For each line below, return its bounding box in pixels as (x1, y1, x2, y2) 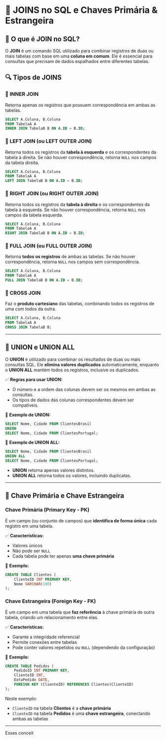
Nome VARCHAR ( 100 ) (14, 581, 52, 586)
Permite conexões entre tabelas (12, 639, 78, 645)
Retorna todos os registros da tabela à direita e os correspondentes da (5, 201, 150, 207)
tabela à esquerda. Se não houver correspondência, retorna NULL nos (5, 207, 146, 213)
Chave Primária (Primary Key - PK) (5, 507, 90, 513)
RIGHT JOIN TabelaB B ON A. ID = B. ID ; (5, 230, 85, 236)
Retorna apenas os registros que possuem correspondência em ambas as (5, 102, 156, 108)
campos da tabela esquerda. (5, 212, 63, 218)
